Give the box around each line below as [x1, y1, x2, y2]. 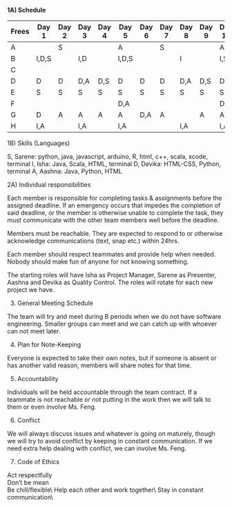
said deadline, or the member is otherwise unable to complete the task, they [7, 209, 224, 216]
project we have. [7, 286, 55, 293]
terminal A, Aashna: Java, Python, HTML [7, 167, 122, 175]
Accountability [17, 375, 59, 382]
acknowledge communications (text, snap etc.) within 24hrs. [7, 237, 180, 245]
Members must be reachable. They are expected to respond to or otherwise [7, 230, 223, 237]
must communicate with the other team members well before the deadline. [7, 216, 220, 224]
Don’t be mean [7, 479, 50, 486]
